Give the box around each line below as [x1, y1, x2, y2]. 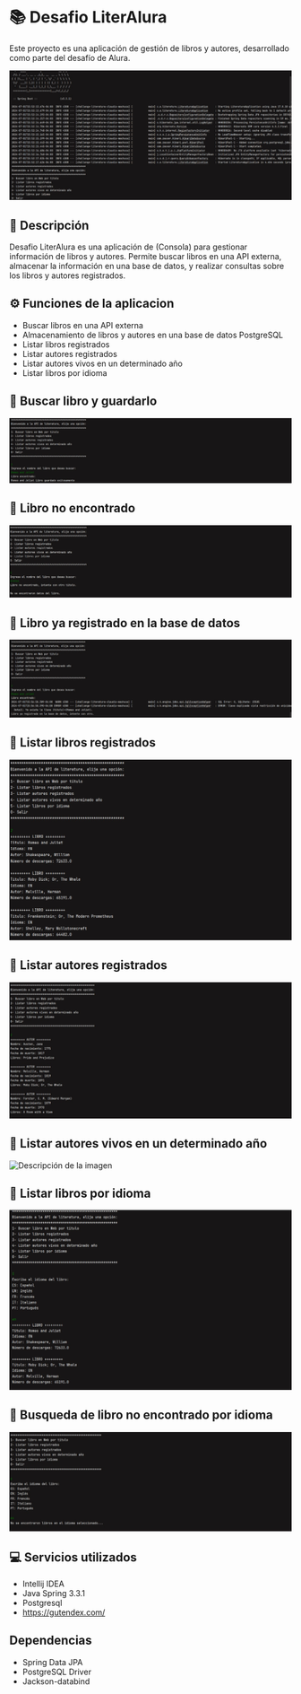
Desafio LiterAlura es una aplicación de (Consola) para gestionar [9, 241, 248, 252]
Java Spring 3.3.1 [21, 1587, 86, 1598]
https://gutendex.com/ [21, 1607, 106, 1618]
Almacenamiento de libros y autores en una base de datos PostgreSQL [21, 329, 284, 340]
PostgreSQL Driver [21, 1666, 92, 1677]
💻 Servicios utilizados [9, 1550, 137, 1566]
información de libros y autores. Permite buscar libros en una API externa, [9, 251, 282, 262]
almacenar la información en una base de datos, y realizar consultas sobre [9, 261, 285, 272]
